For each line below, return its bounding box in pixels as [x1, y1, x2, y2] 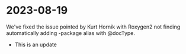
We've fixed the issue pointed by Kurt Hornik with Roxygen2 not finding [6, 23, 181, 30]
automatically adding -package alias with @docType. [6, 29, 135, 36]
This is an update [14, 41, 57, 48]
